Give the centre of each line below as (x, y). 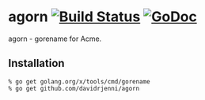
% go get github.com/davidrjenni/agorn (74, 88)
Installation (36, 63)
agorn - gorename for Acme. (55, 39)
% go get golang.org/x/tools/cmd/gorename (79, 81)
